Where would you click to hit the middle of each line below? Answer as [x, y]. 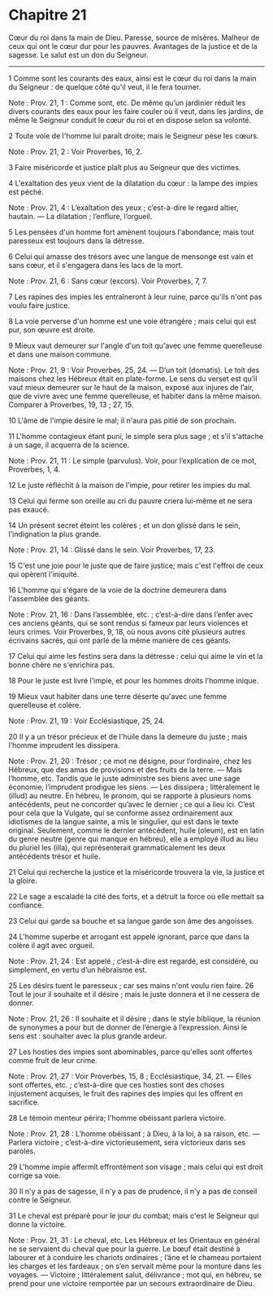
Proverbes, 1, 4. [35, 469]
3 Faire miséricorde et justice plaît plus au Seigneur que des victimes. [125, 167]
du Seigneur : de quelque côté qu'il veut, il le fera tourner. [105, 86]
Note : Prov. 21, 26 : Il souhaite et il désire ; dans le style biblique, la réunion [135, 1018]
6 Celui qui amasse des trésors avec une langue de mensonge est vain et [131, 256]
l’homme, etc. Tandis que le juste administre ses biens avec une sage [124, 778]
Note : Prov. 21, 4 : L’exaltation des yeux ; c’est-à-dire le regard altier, [123, 207]
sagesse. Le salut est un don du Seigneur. [78, 55]
